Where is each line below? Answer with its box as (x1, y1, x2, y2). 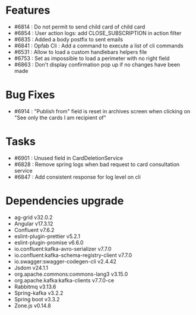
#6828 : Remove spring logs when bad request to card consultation (14, 161, 180, 168)
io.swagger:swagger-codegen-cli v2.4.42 (14, 257, 117, 265)
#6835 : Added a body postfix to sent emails (14, 36, 123, 43)
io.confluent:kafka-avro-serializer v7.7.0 (14, 245, 112, 252)
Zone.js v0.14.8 (14, 302, 51, 309)
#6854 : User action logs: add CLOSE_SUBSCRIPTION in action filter (14, 29, 182, 36)
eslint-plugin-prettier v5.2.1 (14, 233, 81, 240)
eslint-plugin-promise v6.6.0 (14, 238, 84, 246)
